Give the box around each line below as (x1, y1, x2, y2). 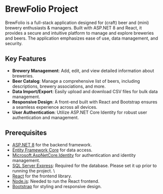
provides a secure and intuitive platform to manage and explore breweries (5, 30, 154, 36)
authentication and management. (12, 114, 79, 121)
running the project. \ (12, 168, 55, 173)
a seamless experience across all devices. (12, 104, 98, 110)
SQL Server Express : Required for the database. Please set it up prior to (12, 163, 157, 169)
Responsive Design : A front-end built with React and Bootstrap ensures (12, 99, 158, 105)
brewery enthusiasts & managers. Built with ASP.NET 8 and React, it (5, 24, 142, 30)
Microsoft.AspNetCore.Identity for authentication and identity (12, 152, 136, 158)
